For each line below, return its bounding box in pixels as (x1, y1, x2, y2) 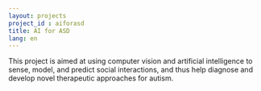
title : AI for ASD (8, 27, 70, 35)
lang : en (8, 34, 38, 43)
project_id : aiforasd (8, 19, 85, 27)
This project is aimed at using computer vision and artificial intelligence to (8, 56, 253, 66)
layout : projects (8, 11, 67, 20)
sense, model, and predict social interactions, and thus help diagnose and (8, 65, 254, 75)
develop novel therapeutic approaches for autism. (8, 73, 174, 83)
